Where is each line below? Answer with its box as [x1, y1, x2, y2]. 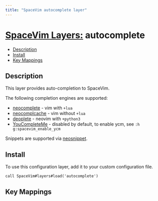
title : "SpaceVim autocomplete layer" [5, 7, 87, 13]
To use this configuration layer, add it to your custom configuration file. [5, 164, 153, 170]
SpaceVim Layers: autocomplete [5, 29, 145, 41]
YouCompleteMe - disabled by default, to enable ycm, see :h [12, 121, 140, 127]
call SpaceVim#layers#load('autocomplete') [5, 174, 99, 179]
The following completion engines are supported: [5, 95, 108, 101]
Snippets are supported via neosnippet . [5, 135, 88, 141]
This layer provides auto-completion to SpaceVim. [5, 85, 110, 92]
